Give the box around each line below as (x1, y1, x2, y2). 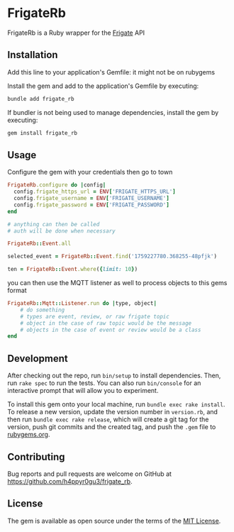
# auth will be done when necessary (7, 227, 116, 235)
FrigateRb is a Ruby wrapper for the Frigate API (7, 28, 145, 37)
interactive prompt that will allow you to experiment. (7, 387, 159, 395)
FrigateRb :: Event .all (7, 240, 72, 248)
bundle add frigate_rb (7, 95, 74, 102)
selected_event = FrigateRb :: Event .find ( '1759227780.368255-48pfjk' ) (7, 253, 218, 260)
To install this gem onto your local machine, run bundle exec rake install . (7, 400, 225, 409)
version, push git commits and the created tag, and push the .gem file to (7, 423, 216, 431)
